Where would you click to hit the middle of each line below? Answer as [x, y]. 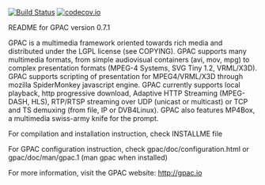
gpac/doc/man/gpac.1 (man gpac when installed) [88, 157]
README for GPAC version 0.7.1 [59, 27]
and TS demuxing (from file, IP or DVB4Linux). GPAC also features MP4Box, [132, 110]
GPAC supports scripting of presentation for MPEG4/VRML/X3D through [126, 76]
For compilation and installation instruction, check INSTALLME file [115, 134]
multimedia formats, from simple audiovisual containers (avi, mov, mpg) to [129, 60]
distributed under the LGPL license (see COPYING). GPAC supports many [127, 51]
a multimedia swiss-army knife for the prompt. [83, 118]
